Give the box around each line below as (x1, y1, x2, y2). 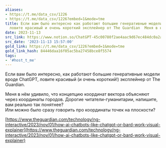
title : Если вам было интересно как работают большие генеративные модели (5, 21, 163, 26)
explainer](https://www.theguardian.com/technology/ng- (5, 127, 121, 133)
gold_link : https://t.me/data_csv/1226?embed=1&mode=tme (5, 44, 125, 49)
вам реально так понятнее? (5, 102, 64, 108)
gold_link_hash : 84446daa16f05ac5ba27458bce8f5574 (5, 48, 112, 53)
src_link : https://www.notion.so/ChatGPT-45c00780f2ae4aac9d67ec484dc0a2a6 (5, 35, 165, 40)
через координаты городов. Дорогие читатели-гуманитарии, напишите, (5, 97, 158, 103)
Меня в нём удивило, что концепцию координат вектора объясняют (5, 91, 150, 97)
